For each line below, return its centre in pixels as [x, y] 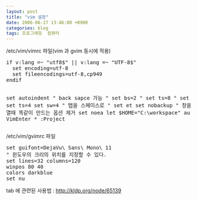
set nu [16, 179]
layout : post [22, 11]
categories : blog [27, 28]
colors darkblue [29, 173]
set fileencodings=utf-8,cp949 [57, 74]
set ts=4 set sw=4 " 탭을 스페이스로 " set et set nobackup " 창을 [99, 106]
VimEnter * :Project [36, 119]
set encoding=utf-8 [40, 69]
